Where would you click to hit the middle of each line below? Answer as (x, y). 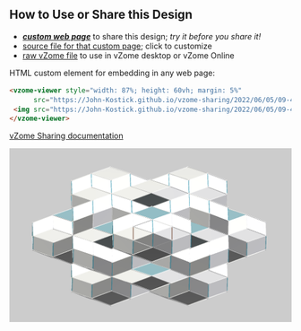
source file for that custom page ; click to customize (117, 46)
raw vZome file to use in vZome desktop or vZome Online (128, 55)
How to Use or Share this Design (101, 15)
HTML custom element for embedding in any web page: (112, 73)
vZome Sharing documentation (66, 136)
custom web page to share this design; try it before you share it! (142, 36)
